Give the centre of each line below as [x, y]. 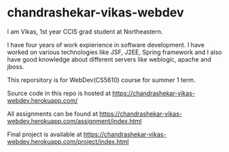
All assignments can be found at [52, 114]
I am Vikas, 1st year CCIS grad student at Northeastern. [85, 31]
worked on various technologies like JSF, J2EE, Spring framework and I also [114, 52]
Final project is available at [45, 134]
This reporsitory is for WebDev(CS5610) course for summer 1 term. [101, 79]
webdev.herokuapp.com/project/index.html [68, 141]
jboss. [16, 66]
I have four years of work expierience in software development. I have [106, 45]
